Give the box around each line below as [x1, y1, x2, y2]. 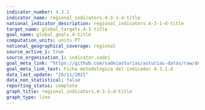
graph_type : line [6, 94, 51, 100]
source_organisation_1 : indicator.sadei [6, 54, 111, 61]
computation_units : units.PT [6, 37, 81, 43]
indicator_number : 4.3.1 [6, 9, 70, 15]
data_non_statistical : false [6, 77, 81, 83]
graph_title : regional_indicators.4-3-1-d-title [6, 89, 132, 95]
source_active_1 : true [6, 49, 64, 55]
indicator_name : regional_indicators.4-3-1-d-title [6, 15, 140, 21]
